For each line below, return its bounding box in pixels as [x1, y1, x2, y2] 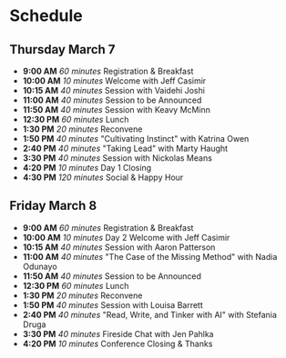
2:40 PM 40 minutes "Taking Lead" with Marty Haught [22, 143, 229, 154]
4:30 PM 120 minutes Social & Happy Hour [22, 172, 184, 183]
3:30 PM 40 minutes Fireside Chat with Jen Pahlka [22, 328, 214, 339]
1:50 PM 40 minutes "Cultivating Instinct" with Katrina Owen [22, 134, 250, 144]
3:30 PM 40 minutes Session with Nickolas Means [22, 153, 212, 164]
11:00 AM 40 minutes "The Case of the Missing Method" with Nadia [22, 251, 278, 262]
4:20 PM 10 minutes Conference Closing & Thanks [22, 338, 213, 349]
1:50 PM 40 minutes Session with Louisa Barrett [22, 299, 203, 310]
